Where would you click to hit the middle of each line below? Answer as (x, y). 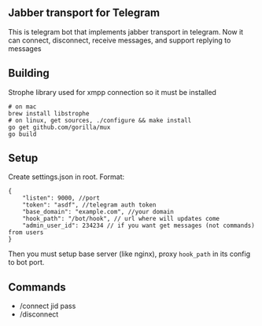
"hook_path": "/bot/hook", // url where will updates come (121, 219)
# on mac (22, 106)
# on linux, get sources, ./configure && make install (100, 120)
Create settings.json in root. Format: (66, 177)
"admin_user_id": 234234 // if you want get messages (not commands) (139, 226)
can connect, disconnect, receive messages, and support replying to (120, 40)
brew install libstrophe (49, 113)
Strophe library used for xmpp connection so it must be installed (112, 92)
